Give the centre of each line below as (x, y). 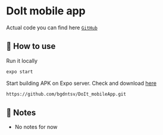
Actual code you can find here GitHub (52, 27)
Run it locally (22, 60)
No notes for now (36, 127)
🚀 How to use (31, 46)
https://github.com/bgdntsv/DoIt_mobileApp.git (66, 94)
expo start (20, 72)
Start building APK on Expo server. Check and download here (81, 83)
